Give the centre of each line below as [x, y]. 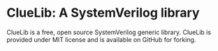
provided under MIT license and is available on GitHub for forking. [101, 39]
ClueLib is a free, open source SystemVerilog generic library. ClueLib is [109, 32]
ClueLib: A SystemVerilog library [103, 13]
